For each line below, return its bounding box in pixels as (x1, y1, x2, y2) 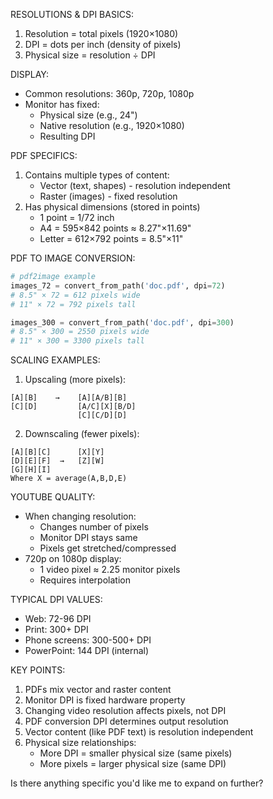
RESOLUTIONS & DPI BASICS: (10, 9, 134, 20)
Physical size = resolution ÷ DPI (24, 49, 156, 61)
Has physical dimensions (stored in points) (24, 201, 201, 213)
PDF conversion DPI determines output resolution (24, 715, 229, 728)
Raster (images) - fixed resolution (39, 190, 178, 202)
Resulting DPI (39, 130, 96, 142)
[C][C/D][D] (77, 410, 128, 421)
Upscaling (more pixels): (24, 374, 127, 386)
